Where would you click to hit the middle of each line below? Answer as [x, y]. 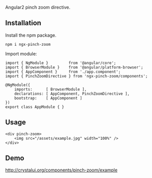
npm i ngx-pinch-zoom [28, 44]
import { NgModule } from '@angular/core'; [61, 63]
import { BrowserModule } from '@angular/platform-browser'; [74, 67]
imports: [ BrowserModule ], [50, 89]
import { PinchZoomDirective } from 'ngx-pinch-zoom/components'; [77, 76]
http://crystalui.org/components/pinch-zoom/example [61, 170]
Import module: [21, 54]
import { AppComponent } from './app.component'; [63, 72]
